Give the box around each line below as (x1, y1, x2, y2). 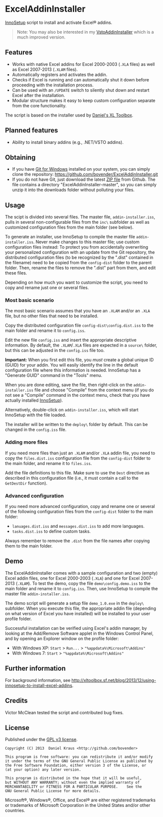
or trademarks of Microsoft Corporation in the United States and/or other (5, 802, 150, 808)
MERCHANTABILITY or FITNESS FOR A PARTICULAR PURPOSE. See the (5, 784, 142, 789)
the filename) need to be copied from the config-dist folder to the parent (5, 260, 152, 266)
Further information (5, 664, 66, 673)
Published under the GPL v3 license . (5, 737, 78, 742)
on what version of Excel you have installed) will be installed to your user (5, 610, 150, 616)
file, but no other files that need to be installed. (5, 313, 98, 319)
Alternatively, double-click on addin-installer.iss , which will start (5, 407, 139, 413)
